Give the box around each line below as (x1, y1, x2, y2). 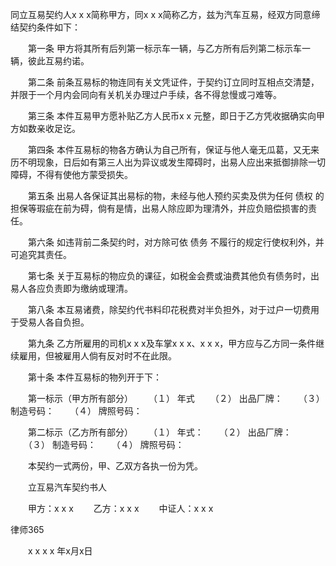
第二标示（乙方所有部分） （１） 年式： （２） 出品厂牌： (27, 426, 292, 438)
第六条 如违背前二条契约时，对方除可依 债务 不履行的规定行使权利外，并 (27, 236, 325, 248)
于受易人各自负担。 (10, 316, 90, 328)
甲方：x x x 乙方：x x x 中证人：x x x (27, 503, 214, 514)
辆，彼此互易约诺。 (10, 55, 90, 67)
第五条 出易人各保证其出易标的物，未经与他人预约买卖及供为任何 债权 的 (27, 190, 325, 202)
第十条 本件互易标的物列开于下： (27, 371, 162, 383)
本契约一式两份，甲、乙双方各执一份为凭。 (27, 460, 203, 472)
